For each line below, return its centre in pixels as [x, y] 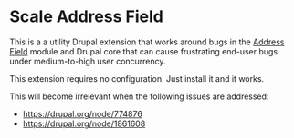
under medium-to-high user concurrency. [88, 61]
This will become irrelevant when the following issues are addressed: [139, 96]
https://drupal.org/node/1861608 [84, 123]
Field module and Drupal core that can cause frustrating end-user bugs [144, 51]
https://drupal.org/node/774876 [83, 113]
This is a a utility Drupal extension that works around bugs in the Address [147, 42]
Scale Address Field [87, 17]
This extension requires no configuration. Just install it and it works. [137, 78]
